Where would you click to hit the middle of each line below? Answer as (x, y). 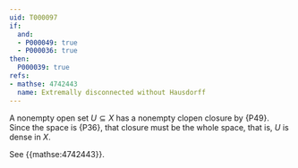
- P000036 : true (47, 51)
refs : (19, 76)
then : (19, 59)
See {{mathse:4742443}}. (57, 154)
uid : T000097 (34, 17)
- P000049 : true (47, 42)
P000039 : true (43, 68)
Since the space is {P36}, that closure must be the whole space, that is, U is (149, 127)
